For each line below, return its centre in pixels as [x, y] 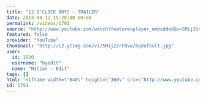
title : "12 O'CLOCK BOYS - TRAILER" [53, 12]
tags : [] [17, 74]
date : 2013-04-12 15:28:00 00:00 [49, 18]
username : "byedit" [37, 63]
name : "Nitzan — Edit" [41, 68]
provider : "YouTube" [33, 40]
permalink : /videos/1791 [38, 23]
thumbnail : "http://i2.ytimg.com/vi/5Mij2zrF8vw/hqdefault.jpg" [90, 46]
